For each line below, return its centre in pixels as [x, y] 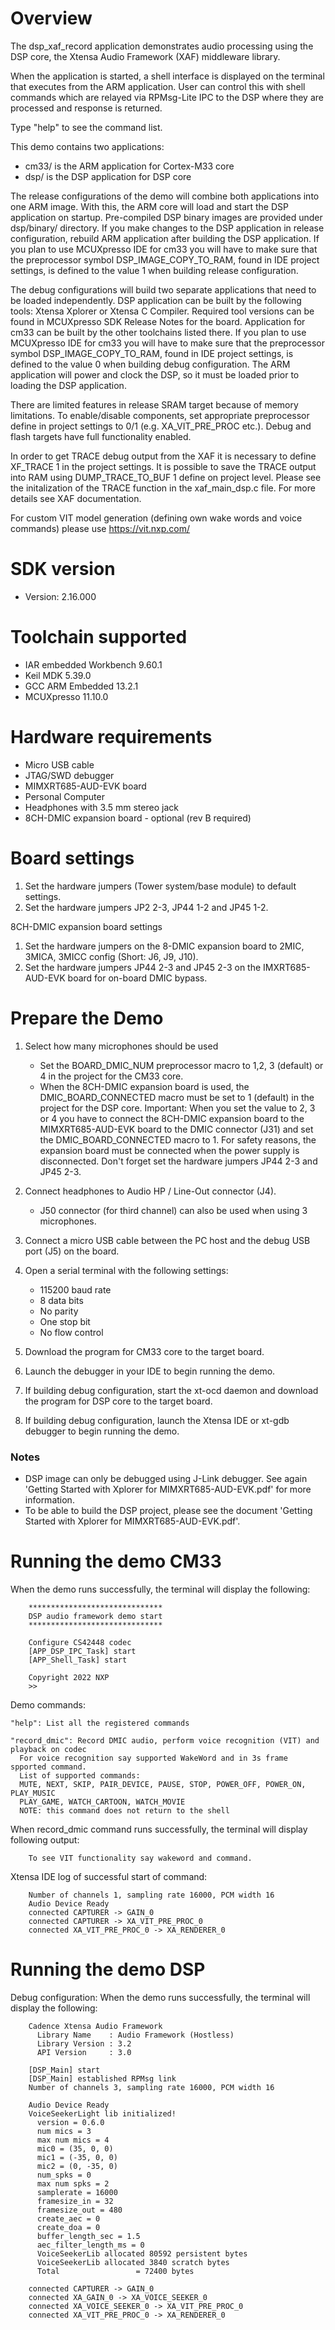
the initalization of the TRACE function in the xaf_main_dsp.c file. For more [163, 488]
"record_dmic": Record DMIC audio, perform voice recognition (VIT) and [165, 1740]
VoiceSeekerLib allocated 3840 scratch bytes [133, 2262]
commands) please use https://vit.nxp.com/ [100, 528]
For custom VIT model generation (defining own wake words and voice [156, 518]
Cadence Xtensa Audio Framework [95, 2026]
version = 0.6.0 [70, 2122]
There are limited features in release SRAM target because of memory [154, 404]
